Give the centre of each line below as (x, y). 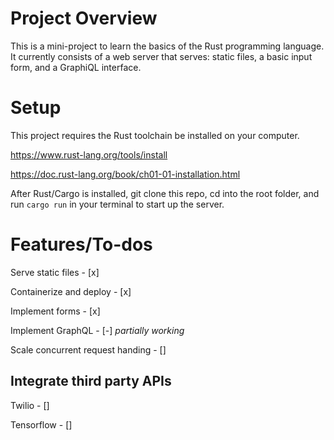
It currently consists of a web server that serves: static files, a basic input (161, 56)
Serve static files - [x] (55, 272)
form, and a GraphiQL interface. (76, 67)
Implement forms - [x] (55, 311)
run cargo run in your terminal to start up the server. (117, 204)
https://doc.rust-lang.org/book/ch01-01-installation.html (125, 174)
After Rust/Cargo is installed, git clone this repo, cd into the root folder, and (165, 193)
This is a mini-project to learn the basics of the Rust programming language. (167, 46)
